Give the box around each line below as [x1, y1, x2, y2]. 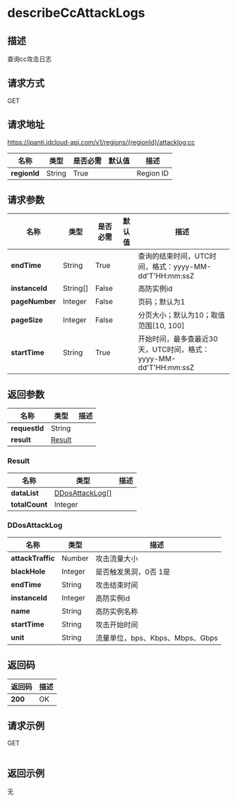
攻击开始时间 [95, 619, 139, 629]
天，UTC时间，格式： [138, 345, 210, 354]
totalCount [11, 499, 48, 509]
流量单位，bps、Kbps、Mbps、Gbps [95, 633, 219, 643]
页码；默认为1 [138, 297, 186, 307]
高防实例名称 [95, 606, 139, 616]
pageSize [11, 315, 44, 325]
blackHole [11, 566, 46, 576]
